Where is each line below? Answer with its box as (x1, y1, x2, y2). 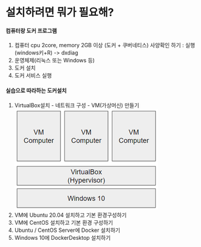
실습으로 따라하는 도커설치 (5, 87, 67, 94)
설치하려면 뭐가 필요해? (5, 5, 114, 19)
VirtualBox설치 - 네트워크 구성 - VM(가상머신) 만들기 (14, 101, 139, 109)
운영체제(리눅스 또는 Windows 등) (14, 57, 95, 64)
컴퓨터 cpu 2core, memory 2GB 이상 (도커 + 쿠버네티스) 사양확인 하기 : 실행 (14, 42, 196, 49)
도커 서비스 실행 (14, 72, 52, 79)
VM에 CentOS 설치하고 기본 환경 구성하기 (14, 219, 113, 226)
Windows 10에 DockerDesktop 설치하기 (14, 234, 111, 241)
